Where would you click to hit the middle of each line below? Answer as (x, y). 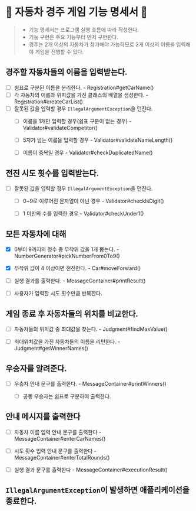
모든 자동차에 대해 (36, 234)
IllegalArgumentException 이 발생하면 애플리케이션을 (97, 490)
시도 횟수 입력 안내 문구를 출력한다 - (55, 451)
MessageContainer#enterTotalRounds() (62, 458)
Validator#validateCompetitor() (60, 128)
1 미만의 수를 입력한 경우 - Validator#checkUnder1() (83, 214)
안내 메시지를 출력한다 (43, 417)
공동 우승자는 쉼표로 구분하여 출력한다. (67, 396)
